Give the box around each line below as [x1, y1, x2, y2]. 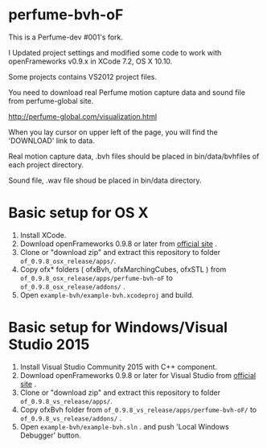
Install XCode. [19, 230, 67, 240]
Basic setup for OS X [8, 203, 149, 222]
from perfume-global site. [8, 96, 94, 105]
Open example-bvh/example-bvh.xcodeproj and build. [19, 290, 195, 299]
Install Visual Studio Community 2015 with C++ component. [19, 362, 217, 372]
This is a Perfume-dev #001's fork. [8, 32, 123, 42]
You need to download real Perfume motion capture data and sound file [8, 87, 245, 97]
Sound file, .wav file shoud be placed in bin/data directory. [8, 175, 203, 185]
